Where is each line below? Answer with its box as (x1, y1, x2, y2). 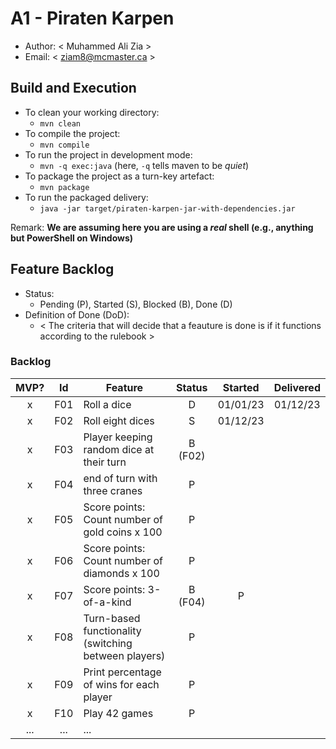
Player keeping (83, 430, 153, 444)
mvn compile (39, 140, 90, 150)
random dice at (83, 442, 155, 456)
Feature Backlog (10, 261, 115, 278)
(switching (83, 636, 133, 650)
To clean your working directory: (24, 106, 160, 118)
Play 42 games (83, 706, 154, 720)
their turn (83, 455, 127, 469)
